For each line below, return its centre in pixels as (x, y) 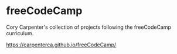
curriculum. (20, 33)
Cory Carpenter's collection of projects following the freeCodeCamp (89, 27)
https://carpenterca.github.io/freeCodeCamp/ (61, 45)
